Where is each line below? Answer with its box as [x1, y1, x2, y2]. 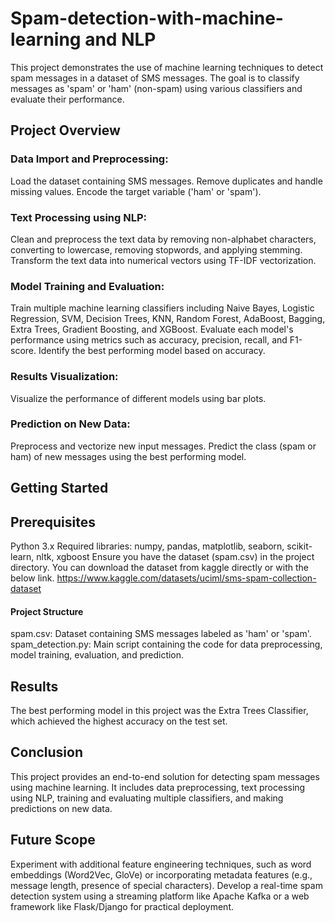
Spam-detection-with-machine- [10, 7, 284, 30]
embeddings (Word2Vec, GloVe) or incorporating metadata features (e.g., [10, 868, 313, 881]
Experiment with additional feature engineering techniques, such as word [10, 858, 312, 870]
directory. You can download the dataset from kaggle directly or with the [10, 562, 309, 574]
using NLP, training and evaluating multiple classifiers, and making [10, 792, 284, 804]
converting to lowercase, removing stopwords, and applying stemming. [10, 243, 303, 256]
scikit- [286, 540, 313, 552]
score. [10, 345, 37, 357]
